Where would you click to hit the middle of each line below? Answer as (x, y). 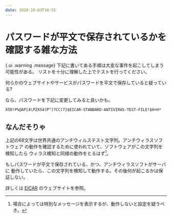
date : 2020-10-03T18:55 (31, 10)
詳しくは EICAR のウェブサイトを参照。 (47, 188)
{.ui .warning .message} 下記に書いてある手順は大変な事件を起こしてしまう (85, 65)
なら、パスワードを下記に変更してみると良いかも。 (59, 100)
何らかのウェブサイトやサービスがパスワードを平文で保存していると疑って (84, 82)
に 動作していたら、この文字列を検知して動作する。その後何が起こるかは (82, 171)
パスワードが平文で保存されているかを (86, 37)
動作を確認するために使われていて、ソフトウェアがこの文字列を (96, 147)
